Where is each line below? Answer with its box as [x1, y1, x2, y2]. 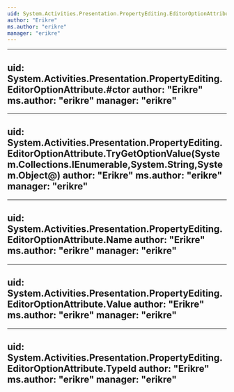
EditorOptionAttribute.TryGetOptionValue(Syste [7, 148, 221, 160]
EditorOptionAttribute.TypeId [7, 363, 137, 375]
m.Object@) [7, 170, 61, 182]
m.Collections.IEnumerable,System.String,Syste [7, 159, 224, 171]
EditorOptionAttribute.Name [7, 234, 133, 246]
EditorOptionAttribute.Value [7, 299, 132, 311]
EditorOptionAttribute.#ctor [7, 84, 131, 95]
